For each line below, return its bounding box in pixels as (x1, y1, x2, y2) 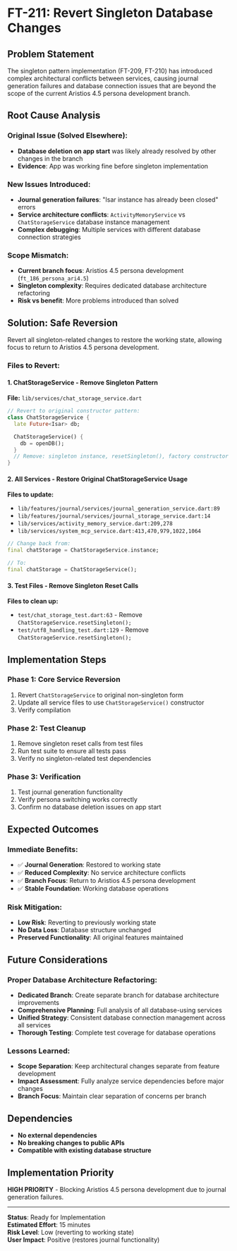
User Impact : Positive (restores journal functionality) (7, 1235, 160, 1244)
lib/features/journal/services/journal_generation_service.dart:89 (17, 506, 220, 513)
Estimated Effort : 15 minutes (7, 1221, 91, 1228)
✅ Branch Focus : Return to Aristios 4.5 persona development (17, 877, 196, 885)
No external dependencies (17, 1131, 97, 1140)
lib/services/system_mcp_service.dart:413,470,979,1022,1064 (17, 527, 202, 535)
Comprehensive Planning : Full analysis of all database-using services (17, 1006, 222, 1015)
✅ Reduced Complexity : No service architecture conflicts (17, 869, 186, 877)
